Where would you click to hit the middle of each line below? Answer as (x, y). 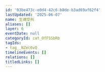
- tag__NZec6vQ (21, 48)
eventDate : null (22, 33)
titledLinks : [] (22, 62)
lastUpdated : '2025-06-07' (34, 15)
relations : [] (20, 57)
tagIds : (13, 43)
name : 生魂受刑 (20, 19)
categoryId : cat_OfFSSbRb (32, 39)
